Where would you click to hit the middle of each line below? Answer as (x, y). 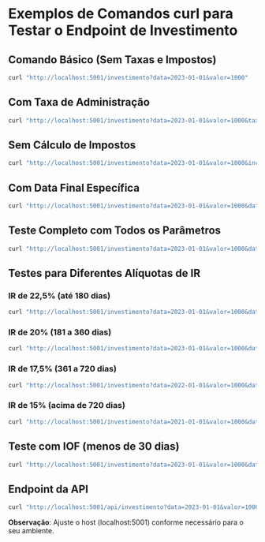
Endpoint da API (49, 489)
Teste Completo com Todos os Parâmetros (115, 231)
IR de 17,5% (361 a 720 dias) (62, 369)
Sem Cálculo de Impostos (72, 145)
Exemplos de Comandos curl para (121, 14)
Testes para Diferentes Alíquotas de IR (105, 273)
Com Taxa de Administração (79, 102)
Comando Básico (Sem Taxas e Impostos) (112, 60)
